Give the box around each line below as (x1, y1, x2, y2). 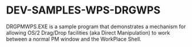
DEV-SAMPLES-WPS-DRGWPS (6, 4, 161, 17)
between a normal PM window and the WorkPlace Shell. (6, 35, 142, 42)
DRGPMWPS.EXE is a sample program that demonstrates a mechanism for (6, 23, 186, 30)
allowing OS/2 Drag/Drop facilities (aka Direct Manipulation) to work (6, 29, 170, 36)
